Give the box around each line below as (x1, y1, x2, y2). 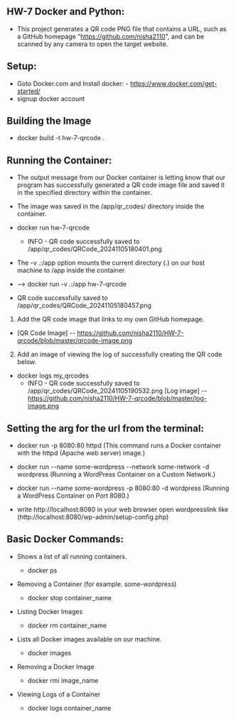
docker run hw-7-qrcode (16, 223, 90, 232)
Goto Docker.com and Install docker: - (16, 79, 129, 87)
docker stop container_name (27, 593, 112, 602)
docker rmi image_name (27, 676, 99, 685)
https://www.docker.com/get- (129, 79, 218, 87)
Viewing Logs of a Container (16, 690, 101, 698)
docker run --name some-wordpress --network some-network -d (16, 462, 210, 472)
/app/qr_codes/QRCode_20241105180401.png (27, 245, 163, 253)
